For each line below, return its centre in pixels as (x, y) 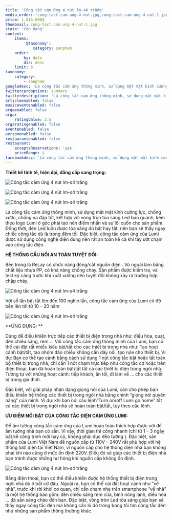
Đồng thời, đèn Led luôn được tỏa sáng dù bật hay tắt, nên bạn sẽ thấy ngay (85, 228)
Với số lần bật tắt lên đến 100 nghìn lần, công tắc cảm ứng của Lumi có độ (83, 301)
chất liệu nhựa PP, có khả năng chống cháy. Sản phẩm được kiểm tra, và (81, 270)
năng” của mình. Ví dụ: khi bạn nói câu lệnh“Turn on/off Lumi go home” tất (84, 400)
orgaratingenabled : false (33, 124)
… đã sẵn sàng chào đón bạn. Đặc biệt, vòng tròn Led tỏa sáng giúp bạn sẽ (84, 500)
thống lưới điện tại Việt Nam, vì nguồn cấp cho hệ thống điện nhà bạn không (86, 447)
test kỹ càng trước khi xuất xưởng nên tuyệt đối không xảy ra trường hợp (81, 275)
